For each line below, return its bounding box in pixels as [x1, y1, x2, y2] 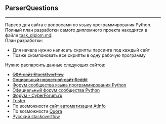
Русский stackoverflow [12, 113, 60, 119]
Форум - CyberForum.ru [12, 92, 63, 98]
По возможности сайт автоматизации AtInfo [12, 103, 106, 109]
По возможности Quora [12, 108, 63, 114]
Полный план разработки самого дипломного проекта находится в [5, 27, 147, 33]
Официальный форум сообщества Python [12, 87, 100, 93]
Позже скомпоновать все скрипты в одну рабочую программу [12, 52, 146, 58]
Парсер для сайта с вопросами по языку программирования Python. [5, 22, 152, 28]
